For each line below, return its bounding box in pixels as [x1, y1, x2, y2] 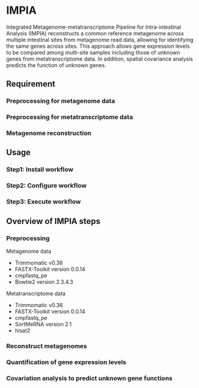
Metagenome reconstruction [6, 129, 91, 138]
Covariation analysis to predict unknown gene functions [6, 374, 173, 382]
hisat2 [14, 327, 30, 334]
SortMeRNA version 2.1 [14, 320, 72, 328]
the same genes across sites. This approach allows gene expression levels [6, 43, 190, 50]
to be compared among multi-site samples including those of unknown [6, 48, 180, 56]
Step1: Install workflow [6, 165, 74, 174]
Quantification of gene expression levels [6, 357, 127, 366]
